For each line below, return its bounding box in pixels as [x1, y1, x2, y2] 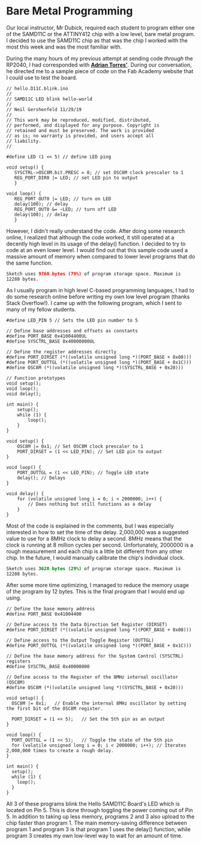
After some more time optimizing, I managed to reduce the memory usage [6, 581, 189, 589]
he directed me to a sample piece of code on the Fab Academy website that [6, 67, 194, 74]
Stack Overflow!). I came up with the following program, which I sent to [6, 299, 182, 307]
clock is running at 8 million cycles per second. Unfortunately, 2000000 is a [6, 541, 194, 549]
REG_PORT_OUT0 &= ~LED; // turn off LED [14, 206, 117, 212]
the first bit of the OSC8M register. [6, 705, 103, 712]
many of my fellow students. [6, 305, 76, 313]
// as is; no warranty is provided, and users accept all [6, 133, 154, 139]
